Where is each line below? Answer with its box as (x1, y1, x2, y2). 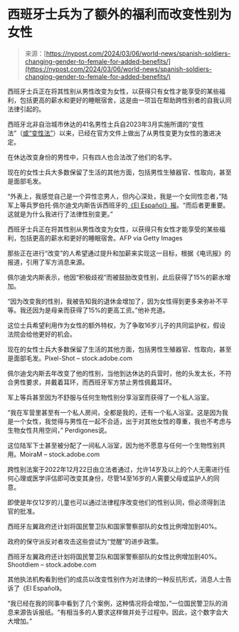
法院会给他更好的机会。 (7, 330, 76, 338)
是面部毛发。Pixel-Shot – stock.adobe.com (7, 354, 133, 362)
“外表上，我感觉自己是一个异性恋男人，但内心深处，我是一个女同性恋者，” (7, 191, 222, 200)
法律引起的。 (7, 105, 45, 113)
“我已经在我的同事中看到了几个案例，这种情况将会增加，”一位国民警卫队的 (7, 599, 222, 607)
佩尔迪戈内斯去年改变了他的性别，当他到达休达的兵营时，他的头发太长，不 (7, 369, 225, 377)
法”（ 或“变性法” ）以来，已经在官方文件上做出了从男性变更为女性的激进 (7, 129, 216, 137)
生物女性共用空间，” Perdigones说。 (7, 426, 111, 434)
